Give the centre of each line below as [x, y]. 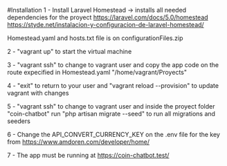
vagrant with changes [38, 93]
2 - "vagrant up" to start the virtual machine [70, 52]
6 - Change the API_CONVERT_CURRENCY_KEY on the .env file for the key [113, 135]
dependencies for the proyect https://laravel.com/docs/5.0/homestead [108, 17]
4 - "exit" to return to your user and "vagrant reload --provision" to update [113, 85]
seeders [19, 121]
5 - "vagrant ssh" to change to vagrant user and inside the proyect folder [111, 106]
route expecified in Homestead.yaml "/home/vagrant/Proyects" [97, 72]
